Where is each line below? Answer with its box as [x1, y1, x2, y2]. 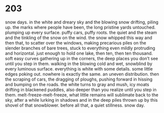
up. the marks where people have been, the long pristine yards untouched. [5, 24, 156, 30]
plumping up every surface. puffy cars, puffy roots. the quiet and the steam [5, 29, 158, 35]
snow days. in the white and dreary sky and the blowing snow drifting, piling [5, 19, 159, 25]
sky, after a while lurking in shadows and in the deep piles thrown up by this [5, 97, 158, 103]
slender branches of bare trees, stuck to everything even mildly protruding [5, 45, 156, 51]
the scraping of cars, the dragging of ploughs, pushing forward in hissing [5, 76, 153, 82]
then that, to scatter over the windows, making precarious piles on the [5, 40, 146, 45]
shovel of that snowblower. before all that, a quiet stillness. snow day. [5, 102, 145, 108]
